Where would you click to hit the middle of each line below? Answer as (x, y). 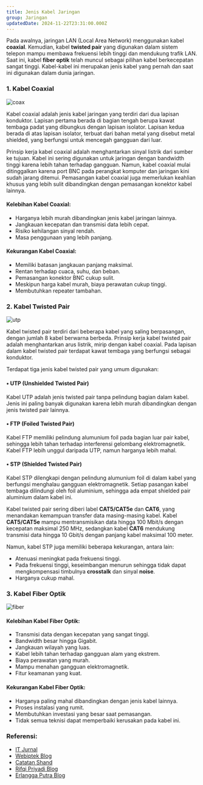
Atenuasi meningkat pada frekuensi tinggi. (68, 558)
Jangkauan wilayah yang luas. (53, 647)
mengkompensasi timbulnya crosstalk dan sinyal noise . (85, 571)
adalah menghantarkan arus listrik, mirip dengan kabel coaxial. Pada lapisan (101, 344)
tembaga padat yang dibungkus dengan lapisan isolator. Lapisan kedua (95, 127)
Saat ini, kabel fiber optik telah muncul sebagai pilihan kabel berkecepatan (100, 60)
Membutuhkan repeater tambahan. (59, 291)
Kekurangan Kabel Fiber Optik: (46, 687)
